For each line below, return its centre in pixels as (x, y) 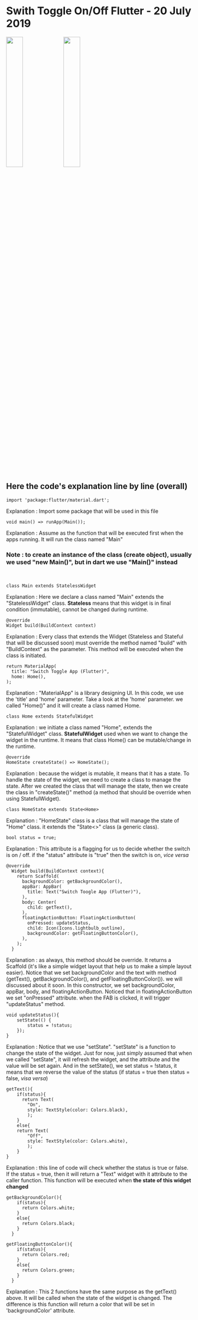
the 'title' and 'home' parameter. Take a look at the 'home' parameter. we (95, 699)
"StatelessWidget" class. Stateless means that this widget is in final (89, 603)
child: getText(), (50, 907)
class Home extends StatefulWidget (50, 716)
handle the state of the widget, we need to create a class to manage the (94, 780)
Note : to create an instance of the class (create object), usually (99, 554)
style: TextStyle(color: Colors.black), (78, 1110)
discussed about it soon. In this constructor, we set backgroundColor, (91, 985)
